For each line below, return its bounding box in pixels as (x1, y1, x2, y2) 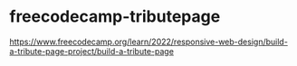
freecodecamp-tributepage (9, 6, 221, 27)
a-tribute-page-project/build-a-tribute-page (9, 45, 175, 56)
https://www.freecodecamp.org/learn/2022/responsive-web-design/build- (9, 36, 288, 47)
